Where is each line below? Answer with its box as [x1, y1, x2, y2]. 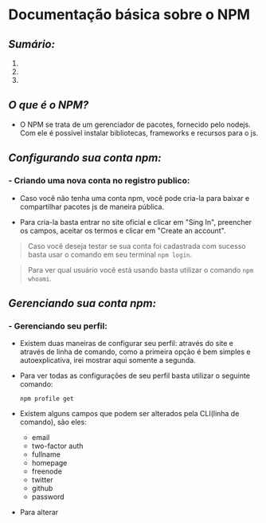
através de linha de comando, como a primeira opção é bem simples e [19, 347, 251, 356]
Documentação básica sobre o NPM [8, 6, 251, 24]
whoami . [27, 273, 52, 283]
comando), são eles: [19, 417, 88, 427]
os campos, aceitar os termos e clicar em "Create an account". [19, 226, 226, 235]
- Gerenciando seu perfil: [8, 320, 108, 332]
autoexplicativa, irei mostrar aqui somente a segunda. [19, 356, 197, 365]
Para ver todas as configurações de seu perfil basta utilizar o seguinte [19, 371, 251, 380]
